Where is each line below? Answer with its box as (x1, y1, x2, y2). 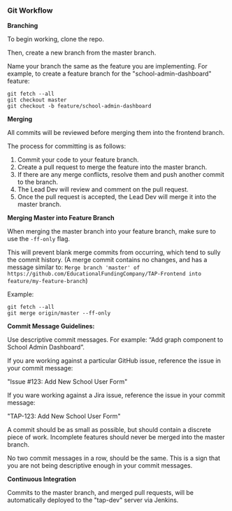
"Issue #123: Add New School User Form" (7, 377, 128, 386)
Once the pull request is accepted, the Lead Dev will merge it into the (17, 193, 217, 201)
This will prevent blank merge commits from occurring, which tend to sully (7, 248, 222, 257)
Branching (7, 22, 38, 30)
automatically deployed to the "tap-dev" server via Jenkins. (7, 496, 179, 505)
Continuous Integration (7, 475, 77, 484)
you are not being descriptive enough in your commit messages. (7, 461, 193, 470)
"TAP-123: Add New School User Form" (7, 412, 121, 421)
